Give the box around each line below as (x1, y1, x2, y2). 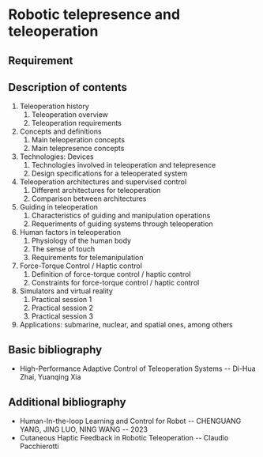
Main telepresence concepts (31, 144, 125, 153)
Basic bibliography (8, 342, 103, 357)
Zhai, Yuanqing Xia (19, 372, 81, 382)
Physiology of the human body (31, 236, 132, 246)
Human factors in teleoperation (19, 228, 121, 237)
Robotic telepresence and (8, 6, 180, 24)
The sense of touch (31, 244, 96, 254)
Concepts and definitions (19, 127, 102, 136)
